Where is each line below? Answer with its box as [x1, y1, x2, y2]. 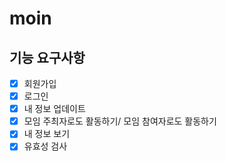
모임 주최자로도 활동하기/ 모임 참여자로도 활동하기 [23, 115, 217, 127]
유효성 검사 [23, 140, 68, 152]
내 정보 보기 [23, 128, 71, 140]
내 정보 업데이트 [23, 103, 86, 115]
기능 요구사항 [9, 49, 86, 66]
